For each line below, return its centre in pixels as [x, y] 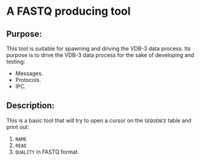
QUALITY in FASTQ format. [47, 152]
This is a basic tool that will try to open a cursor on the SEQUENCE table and [99, 120]
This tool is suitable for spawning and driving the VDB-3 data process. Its [98, 48]
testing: [16, 62]
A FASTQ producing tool [69, 11]
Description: [31, 106]
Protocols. [28, 80]
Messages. [29, 73]
